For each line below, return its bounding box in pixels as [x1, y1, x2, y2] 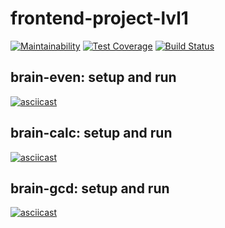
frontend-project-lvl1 [10, 7, 189, 30]
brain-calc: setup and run [10, 125, 173, 142]
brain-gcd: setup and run [10, 180, 170, 197]
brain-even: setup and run [10, 69, 177, 86]
